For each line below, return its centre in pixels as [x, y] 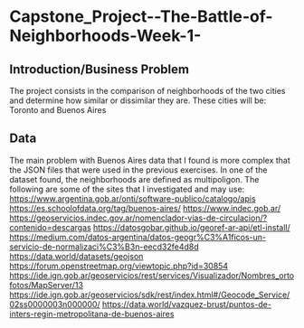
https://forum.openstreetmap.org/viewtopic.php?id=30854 [119, 266]
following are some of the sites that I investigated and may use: [127, 189]
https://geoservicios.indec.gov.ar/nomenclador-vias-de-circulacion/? [138, 218]
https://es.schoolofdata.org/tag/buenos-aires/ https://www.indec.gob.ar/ [145, 208]
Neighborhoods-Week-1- [105, 36]
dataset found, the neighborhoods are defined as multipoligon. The [134, 179]
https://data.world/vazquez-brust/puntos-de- [187, 304]
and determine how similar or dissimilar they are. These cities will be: [138, 100]
